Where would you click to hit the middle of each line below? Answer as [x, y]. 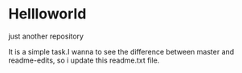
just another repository [46, 36]
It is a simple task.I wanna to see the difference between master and [121, 51]
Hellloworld [47, 14]
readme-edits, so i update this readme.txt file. [84, 60]
